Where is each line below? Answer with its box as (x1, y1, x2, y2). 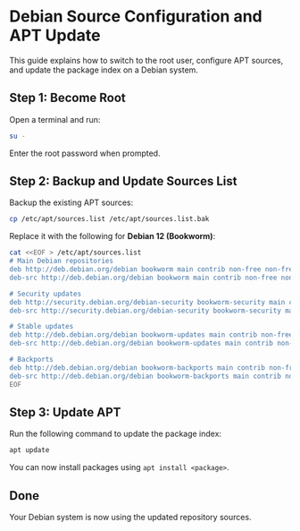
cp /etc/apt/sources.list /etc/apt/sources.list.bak (9, 215, 210, 224)
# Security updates (9, 289, 82, 298)
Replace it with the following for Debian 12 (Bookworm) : (9, 231, 216, 242)
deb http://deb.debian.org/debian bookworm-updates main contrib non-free (9, 330, 294, 339)
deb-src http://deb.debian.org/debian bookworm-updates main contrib (9, 338, 274, 348)
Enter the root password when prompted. (9, 148, 161, 158)
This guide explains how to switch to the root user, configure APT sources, (9, 55, 284, 65)
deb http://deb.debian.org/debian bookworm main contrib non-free (9, 265, 262, 274)
